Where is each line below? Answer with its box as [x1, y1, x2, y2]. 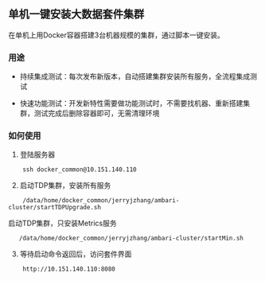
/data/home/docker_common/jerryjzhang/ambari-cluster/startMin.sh [18, 234, 244, 243]
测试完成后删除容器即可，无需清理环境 [33, 108, 160, 118]
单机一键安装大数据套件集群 [8, 7, 145, 21]
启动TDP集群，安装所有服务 [19, 181, 111, 190]
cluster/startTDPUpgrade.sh [8, 204, 102, 212]
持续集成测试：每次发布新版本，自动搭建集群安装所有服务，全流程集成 [19, 72, 251, 81]
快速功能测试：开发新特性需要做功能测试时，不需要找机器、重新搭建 [19, 99, 244, 108]
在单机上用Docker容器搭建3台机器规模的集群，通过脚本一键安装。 [8, 30, 224, 40]
